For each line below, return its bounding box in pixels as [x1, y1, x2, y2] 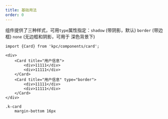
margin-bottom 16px [14, 108, 56, 113]
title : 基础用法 [5, 7, 37, 13]
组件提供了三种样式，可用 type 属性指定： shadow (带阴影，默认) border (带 [5, 27, 159, 33]
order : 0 [5, 12, 24, 17]
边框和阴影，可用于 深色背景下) [29, 33, 95, 39]
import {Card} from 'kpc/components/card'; [5, 44, 100, 49]
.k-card [5, 104, 22, 109]
